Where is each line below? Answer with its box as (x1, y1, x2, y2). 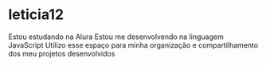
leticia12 (8, 6, 65, 24)
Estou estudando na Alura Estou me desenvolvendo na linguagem (8, 32, 225, 41)
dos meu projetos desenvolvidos (8, 49, 115, 58)
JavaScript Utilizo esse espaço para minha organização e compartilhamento (8, 40, 259, 49)
